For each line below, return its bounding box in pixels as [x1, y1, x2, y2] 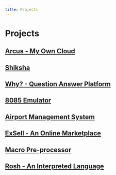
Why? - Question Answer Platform [5, 80, 111, 88]
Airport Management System [5, 113, 95, 121]
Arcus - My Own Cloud [5, 47, 75, 56]
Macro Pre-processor [5, 146, 71, 154]
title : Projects [5, 7, 38, 12]
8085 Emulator [5, 96, 51, 104]
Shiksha [5, 63, 30, 72]
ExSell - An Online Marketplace [5, 129, 101, 138]
